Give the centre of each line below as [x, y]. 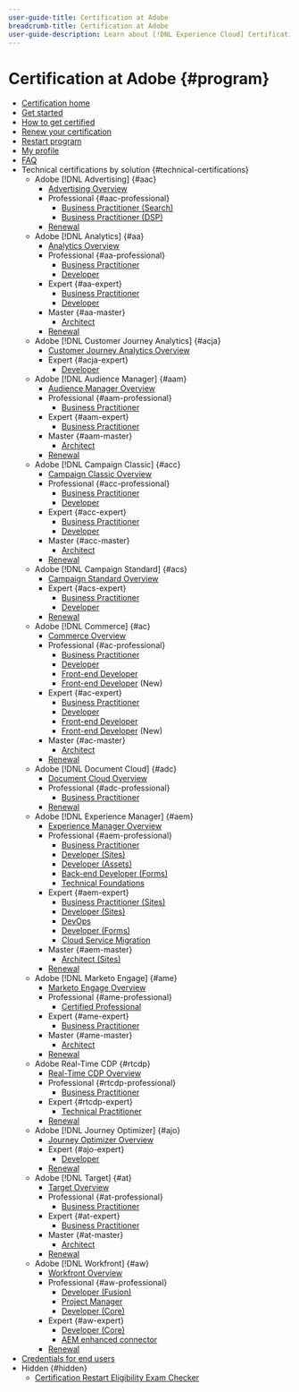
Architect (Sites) [91, 960]
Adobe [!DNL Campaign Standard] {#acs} [111, 569]
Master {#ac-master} [87, 740]
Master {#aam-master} [90, 436]
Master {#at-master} [86, 1235]
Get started [42, 113]
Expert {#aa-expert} [85, 284]
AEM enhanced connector [109, 1340]
